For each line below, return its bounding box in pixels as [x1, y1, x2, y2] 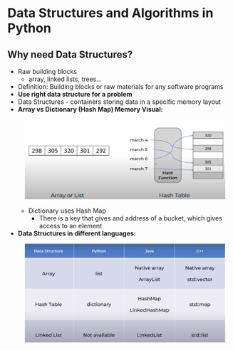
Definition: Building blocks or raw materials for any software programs [17, 83, 224, 90]
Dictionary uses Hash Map [28, 206, 106, 215]
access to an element [38, 221, 102, 230]
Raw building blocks [17, 68, 77, 75]
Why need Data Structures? [7, 48, 133, 60]
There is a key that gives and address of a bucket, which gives [38, 213, 223, 222]
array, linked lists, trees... [28, 75, 102, 83]
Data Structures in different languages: [17, 229, 137, 238]
